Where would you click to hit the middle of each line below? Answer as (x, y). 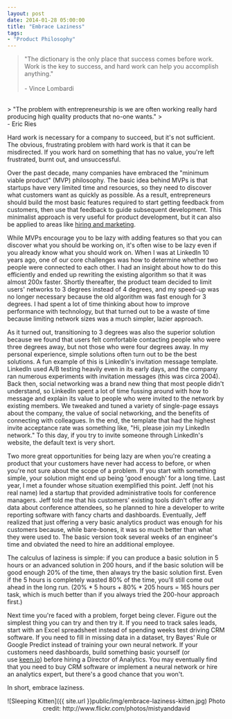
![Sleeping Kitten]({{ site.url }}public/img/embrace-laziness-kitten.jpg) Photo (116, 701)
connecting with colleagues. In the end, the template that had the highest (111, 420)
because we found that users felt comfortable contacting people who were (114, 339)
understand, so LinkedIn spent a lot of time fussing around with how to (108, 391)
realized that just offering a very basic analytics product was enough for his (115, 522)
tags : (15, 33)
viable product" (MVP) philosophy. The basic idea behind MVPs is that (107, 180)
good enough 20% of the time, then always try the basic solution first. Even (115, 573)
